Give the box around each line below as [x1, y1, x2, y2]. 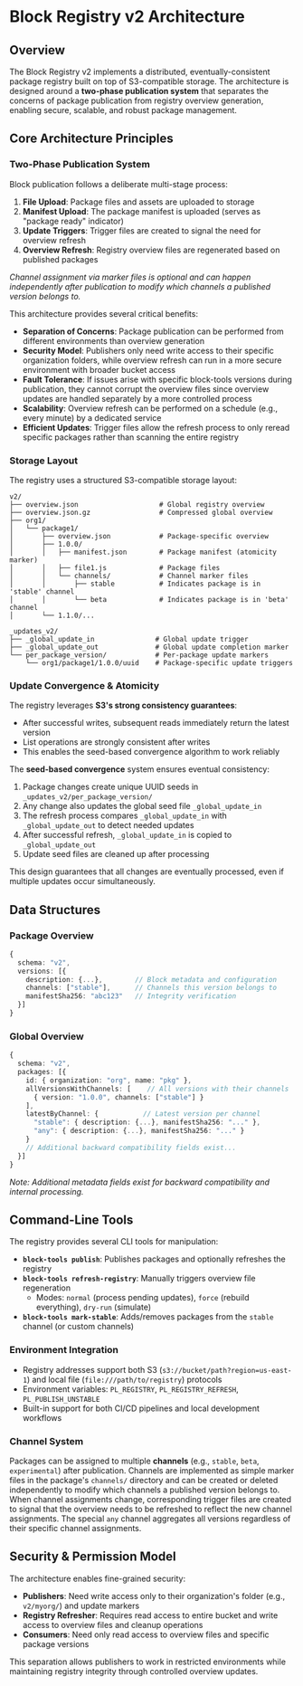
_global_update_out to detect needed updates [22, 820, 194, 831]
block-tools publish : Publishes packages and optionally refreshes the [22, 1253, 287, 1264]
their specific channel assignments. [9, 1522, 142, 1533]
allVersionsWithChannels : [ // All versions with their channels [25, 1084, 289, 1093]
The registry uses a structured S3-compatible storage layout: [9, 474, 238, 485]
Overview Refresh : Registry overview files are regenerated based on [22, 244, 280, 255]
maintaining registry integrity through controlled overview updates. [9, 1665, 259, 1676]
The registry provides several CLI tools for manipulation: [9, 1236, 219, 1247]
